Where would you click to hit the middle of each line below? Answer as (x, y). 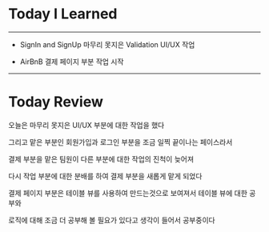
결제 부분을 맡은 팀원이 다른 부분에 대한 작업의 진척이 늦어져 (101, 159)
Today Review (56, 102)
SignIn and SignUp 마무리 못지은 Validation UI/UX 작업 (107, 44)
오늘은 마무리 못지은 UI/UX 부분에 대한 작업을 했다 (86, 125)
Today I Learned (63, 14)
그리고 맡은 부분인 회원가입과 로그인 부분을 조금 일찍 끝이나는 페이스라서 (120, 142)
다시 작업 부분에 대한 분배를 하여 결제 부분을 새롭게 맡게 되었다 (105, 176)
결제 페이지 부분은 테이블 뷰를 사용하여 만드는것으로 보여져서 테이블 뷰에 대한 (128, 193)
